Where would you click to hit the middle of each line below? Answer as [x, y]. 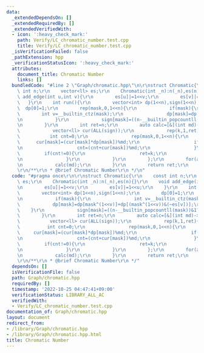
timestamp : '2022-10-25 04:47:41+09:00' [63, 289]
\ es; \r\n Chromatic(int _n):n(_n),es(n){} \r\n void [93, 182]
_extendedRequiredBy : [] [43, 23]
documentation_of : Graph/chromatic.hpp [57, 312]
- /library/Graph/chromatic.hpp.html [54, 334]
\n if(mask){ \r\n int [80, 198]
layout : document [28, 318]
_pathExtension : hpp [38, 57]
